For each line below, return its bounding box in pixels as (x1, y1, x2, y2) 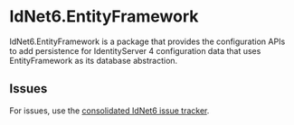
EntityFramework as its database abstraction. (9, 55, 178, 66)
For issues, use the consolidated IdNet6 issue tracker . (9, 105, 210, 116)
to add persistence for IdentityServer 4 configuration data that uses (9, 45, 261, 56)
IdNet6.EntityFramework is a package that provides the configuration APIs (9, 36, 286, 47)
